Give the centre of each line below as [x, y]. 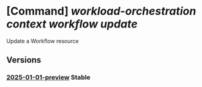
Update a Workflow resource [43, 41]
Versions [24, 60]
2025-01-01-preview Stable [48, 77]
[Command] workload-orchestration [101, 11]
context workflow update [72, 24]
